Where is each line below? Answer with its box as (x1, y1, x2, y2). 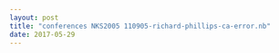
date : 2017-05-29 (9, 30, 76, 39)
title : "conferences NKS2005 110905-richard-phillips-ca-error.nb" (9, 22, 272, 31)
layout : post (9, 13, 59, 22)
